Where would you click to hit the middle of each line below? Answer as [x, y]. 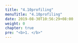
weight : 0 [15, 23]
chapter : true [20, 28]
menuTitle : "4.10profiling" [34, 14]
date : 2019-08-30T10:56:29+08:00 [39, 19]
